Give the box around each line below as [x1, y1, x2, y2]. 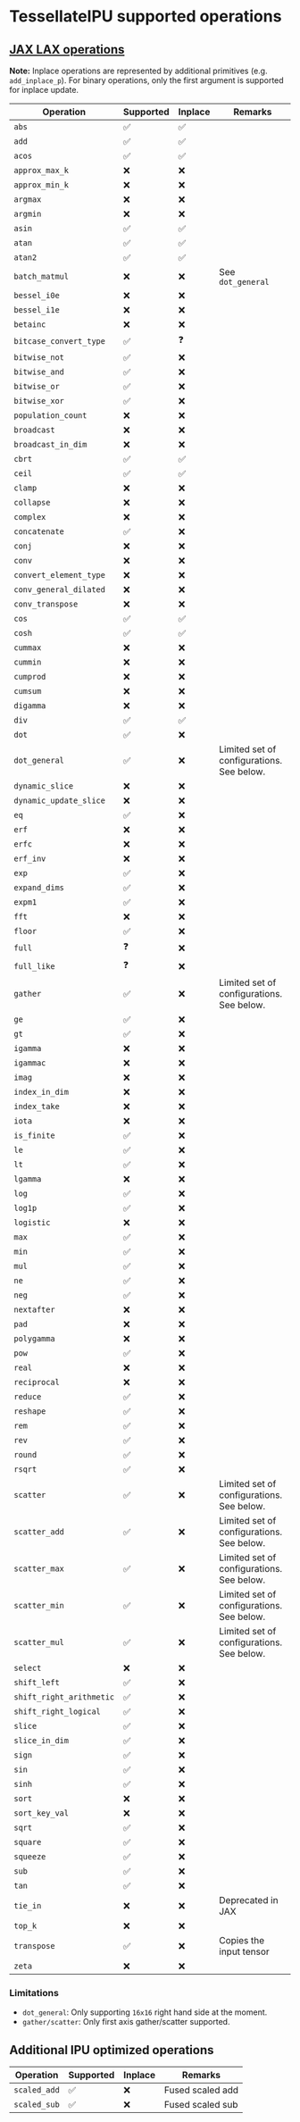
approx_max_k [13, 165, 70, 175]
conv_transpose [13, 599, 79, 609]
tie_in [13, 1901, 42, 1910]
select [13, 1663, 42, 1673]
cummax [13, 643, 42, 653]
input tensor [218, 1945, 270, 1958]
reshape [13, 1407, 46, 1416]
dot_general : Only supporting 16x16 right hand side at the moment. [21, 2007, 268, 2018]
